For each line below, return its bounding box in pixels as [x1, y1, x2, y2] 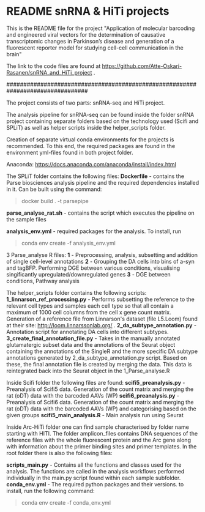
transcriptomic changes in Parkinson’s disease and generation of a [6, 37, 174, 45]
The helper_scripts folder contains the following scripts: [6, 289, 147, 296]
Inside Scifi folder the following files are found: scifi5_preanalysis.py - [6, 379, 185, 386]
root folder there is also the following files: [6, 449, 113, 456]
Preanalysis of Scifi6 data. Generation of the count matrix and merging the [6, 398, 194, 406]
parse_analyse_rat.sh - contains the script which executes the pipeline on [6, 209, 195, 217]
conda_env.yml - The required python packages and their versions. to [6, 480, 184, 488]
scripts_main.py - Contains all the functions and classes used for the [6, 461, 182, 469]
